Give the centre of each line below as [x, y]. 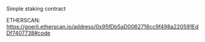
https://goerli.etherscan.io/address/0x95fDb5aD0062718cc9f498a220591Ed [103, 27]
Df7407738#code [28, 33]
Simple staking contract [36, 9]
